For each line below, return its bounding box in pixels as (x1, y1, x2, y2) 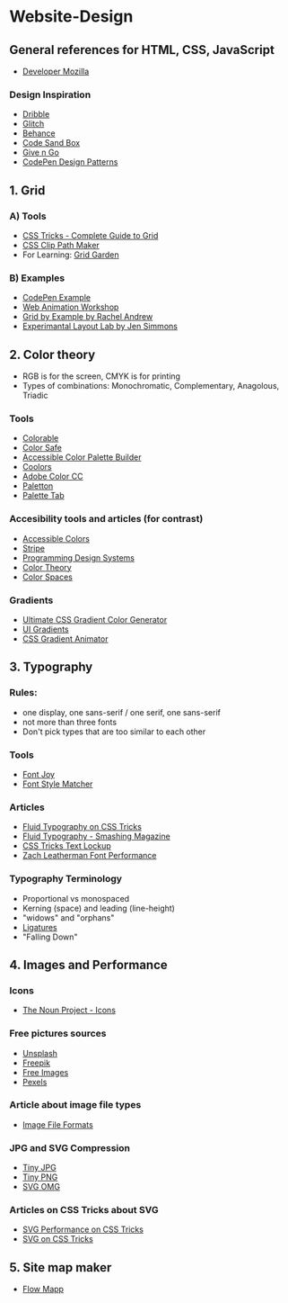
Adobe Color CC (22, 471, 83, 482)
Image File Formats (22, 1119, 94, 1130)
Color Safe (22, 443, 63, 454)
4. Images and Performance (9, 957, 168, 973)
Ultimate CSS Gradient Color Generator (22, 614, 168, 625)
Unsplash (22, 1047, 58, 1058)
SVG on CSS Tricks (22, 1234, 94, 1245)
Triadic (22, 390, 48, 401)
